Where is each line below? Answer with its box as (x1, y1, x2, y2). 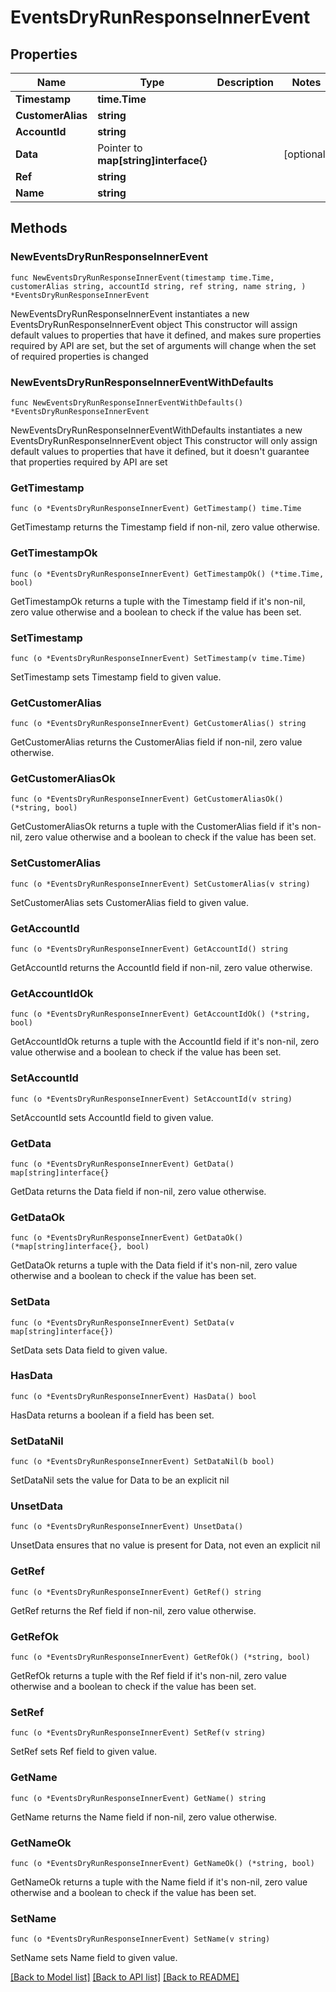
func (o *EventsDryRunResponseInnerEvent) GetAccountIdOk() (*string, (10, 1009, 311, 1020)
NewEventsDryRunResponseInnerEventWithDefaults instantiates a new (10, 424, 303, 436)
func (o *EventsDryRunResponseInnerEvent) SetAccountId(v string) (10, 1094, 293, 1104)
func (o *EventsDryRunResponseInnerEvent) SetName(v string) (10, 1934, 271, 1945)
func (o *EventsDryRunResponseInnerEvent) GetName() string (10, 1793, 267, 1803)
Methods (10, 220, 68, 237)
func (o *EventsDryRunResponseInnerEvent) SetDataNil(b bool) (10, 1457, 275, 1467)
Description (216, 76, 275, 89)
